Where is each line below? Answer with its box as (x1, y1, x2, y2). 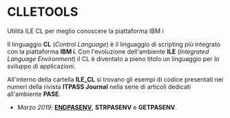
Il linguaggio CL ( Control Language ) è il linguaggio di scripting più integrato (7, 40, 221, 48)
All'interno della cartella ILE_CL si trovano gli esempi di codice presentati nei (7, 75, 224, 83)
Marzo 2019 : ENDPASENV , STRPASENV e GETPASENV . (17, 103, 178, 111)
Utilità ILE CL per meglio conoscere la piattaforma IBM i (7, 27, 164, 35)
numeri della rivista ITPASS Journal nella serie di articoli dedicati (7, 82, 191, 91)
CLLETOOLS (7, 4, 79, 20)
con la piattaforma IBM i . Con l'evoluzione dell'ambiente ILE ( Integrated (7, 47, 209, 56)
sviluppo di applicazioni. (7, 62, 76, 70)
